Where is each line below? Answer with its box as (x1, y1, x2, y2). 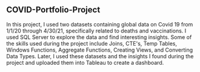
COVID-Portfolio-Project (6, 5, 101, 15)
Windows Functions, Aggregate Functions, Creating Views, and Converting (6, 46, 193, 53)
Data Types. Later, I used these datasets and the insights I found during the (6, 52, 194, 59)
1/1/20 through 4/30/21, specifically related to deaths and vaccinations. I (6, 27, 187, 34)
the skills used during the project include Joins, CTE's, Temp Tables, (6, 40, 178, 47)
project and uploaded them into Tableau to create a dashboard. (6, 59, 164, 66)
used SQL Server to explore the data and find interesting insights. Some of (6, 33, 192, 41)
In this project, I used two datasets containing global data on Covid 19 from (6, 20, 193, 28)
